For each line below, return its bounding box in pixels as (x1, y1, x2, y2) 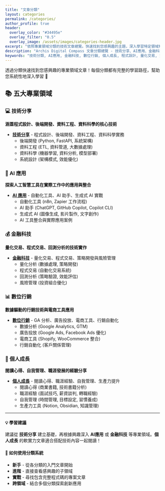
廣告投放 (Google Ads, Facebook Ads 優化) (19, 329, 107, 336)
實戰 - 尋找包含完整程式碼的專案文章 (12, 474, 86, 480)
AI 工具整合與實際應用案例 (19, 217, 73, 223)
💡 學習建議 (5, 419, 27, 425)
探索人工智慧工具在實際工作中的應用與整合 (5, 182, 91, 188)
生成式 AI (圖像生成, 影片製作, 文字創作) (19, 211, 99, 217)
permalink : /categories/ (5, 16, 56, 21)
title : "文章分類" (5, 7, 40, 12)
